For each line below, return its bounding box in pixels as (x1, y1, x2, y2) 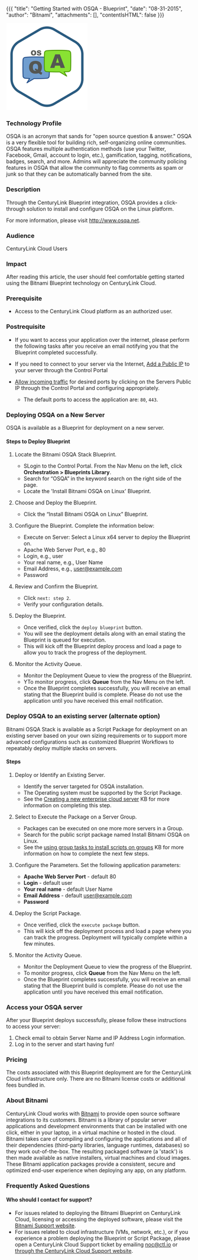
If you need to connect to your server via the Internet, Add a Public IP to (14, 360, 190, 367)
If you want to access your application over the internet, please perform (14, 336, 190, 343)
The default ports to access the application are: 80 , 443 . (23, 396, 158, 403)
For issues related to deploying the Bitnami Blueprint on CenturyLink (14, 1209, 181, 1216)
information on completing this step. (23, 801, 112, 809)
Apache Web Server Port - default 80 (23, 872, 116, 880)
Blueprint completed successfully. (14, 348, 98, 356)
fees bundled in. (6, 1081, 46, 1088)
